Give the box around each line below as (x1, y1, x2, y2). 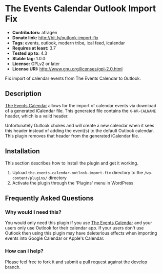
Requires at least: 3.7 (12, 45, 56, 51)
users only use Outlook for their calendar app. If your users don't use (5, 225, 144, 231)
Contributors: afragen (12, 29, 58, 35)
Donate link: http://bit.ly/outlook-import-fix (12, 35, 99, 41)
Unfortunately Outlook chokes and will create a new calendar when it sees (5, 122, 155, 128)
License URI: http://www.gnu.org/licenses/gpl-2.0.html (12, 66, 123, 71)
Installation (5, 147, 40, 156)
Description (5, 90, 41, 98)
